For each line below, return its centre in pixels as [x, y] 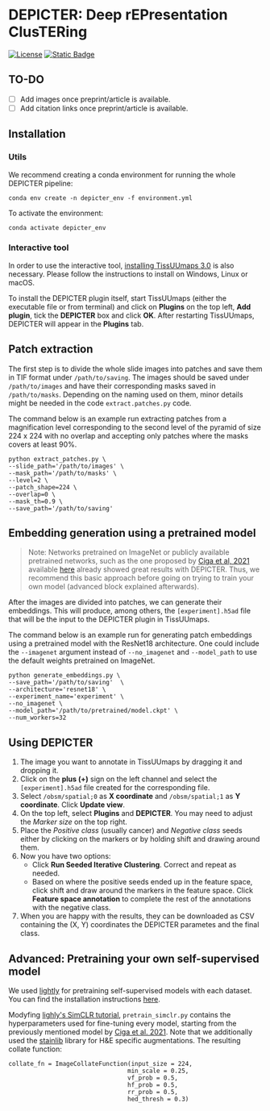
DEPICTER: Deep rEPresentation [118, 15]
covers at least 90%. [43, 444]
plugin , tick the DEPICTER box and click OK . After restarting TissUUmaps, [131, 315]
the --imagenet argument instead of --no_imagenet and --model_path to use [133, 652]
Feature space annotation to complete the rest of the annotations [141, 899]
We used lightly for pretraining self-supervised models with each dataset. [130, 991]
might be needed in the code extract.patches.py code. [100, 403]
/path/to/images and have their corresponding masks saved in [112, 385]
